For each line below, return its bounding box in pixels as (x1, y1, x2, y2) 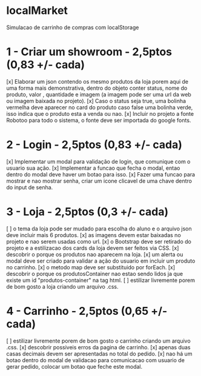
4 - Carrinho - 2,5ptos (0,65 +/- (6, 304, 168, 318)
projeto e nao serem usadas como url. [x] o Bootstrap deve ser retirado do (6, 238, 192, 245)
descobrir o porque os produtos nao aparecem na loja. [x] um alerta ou (6, 250, 183, 258)
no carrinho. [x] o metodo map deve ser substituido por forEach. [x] (6, 263, 176, 270)
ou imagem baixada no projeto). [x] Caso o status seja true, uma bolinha (6, 97, 186, 104)
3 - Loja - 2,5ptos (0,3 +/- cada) (6, 205, 169, 218)
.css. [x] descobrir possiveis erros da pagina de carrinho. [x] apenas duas (6, 343, 191, 351)
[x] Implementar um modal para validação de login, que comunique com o (6, 158, 191, 165)
